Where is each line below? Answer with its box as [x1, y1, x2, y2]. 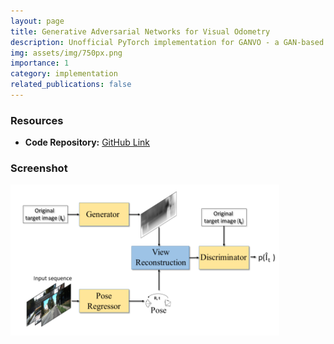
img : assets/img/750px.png [10, 48, 123, 58]
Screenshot [10, 161, 68, 175]
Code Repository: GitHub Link [24, 136, 151, 149]
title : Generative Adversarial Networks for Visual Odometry [10, 26, 271, 37]
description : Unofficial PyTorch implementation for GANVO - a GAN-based [10, 37, 325, 47]
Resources [10, 113, 64, 127]
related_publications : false [10, 80, 132, 90]
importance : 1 [10, 58, 70, 69]
